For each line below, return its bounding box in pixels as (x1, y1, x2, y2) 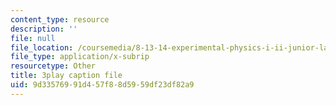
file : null (10, 33, 56, 43)
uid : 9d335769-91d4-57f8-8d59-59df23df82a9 (10, 80, 195, 90)
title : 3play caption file (10, 71, 123, 81)
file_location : (10, 42, 74, 53)
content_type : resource (10, 14, 110, 25)
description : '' (10, 24, 78, 34)
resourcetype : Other (10, 61, 97, 71)
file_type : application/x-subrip (10, 52, 150, 62)
